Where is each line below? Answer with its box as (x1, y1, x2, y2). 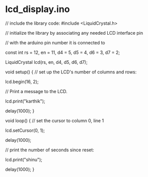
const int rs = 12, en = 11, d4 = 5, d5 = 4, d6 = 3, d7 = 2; (5, 49, 120, 55)
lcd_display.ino (5, 4, 70, 15)
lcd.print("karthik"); (5, 98, 45, 104)
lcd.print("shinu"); (5, 156, 43, 162)
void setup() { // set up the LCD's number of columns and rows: (5, 69, 137, 75)
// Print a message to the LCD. (5, 88, 68, 94)
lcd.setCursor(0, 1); (5, 127, 45, 133)
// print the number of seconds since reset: (5, 147, 95, 153)
